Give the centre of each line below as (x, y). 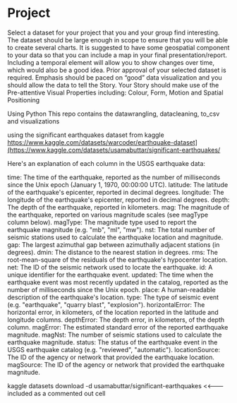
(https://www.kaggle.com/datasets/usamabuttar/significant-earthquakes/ (114, 150)
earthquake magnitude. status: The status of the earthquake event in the (113, 342)
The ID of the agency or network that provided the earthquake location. (111, 357)
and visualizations (34, 121)
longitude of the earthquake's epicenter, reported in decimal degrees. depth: (119, 200)
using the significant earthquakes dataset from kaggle (86, 135)
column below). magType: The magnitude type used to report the (102, 222)
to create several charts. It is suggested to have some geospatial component (119, 47)
